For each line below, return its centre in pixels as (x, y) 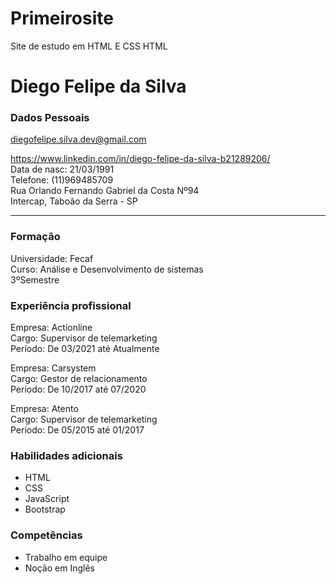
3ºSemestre (35, 279)
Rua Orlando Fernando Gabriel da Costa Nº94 (105, 191)
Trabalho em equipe (66, 557)
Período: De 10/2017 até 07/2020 (78, 389)
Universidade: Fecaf (52, 258)
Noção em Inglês (59, 568)
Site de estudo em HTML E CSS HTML (89, 46)
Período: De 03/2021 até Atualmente (85, 349)
